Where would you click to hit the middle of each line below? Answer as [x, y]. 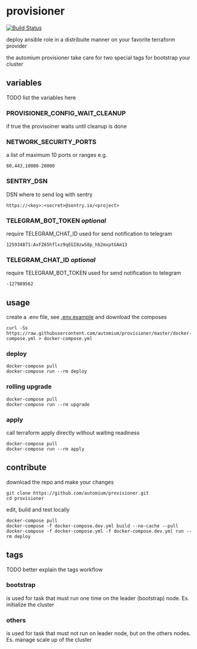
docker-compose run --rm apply [45, 449]
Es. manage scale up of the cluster [49, 640]
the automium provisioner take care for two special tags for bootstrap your [98, 57]
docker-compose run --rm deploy [47, 372]
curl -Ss [17, 328]
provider [17, 46]
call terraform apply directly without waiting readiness [73, 432]
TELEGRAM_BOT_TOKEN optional [56, 220]
